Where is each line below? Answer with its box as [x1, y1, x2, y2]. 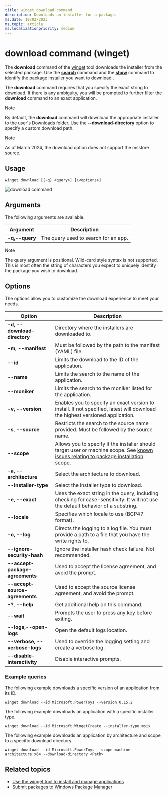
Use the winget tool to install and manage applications [12, 778, 124, 784]
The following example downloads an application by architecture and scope [5, 732, 161, 738]
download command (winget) [5, 48, 130, 59]
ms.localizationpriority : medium [5, 26, 75, 31]
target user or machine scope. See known [55, 446, 153, 453]
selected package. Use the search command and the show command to [5, 70, 154, 76]
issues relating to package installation [55, 453, 144, 460]
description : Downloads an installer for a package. [5, 12, 117, 17]
